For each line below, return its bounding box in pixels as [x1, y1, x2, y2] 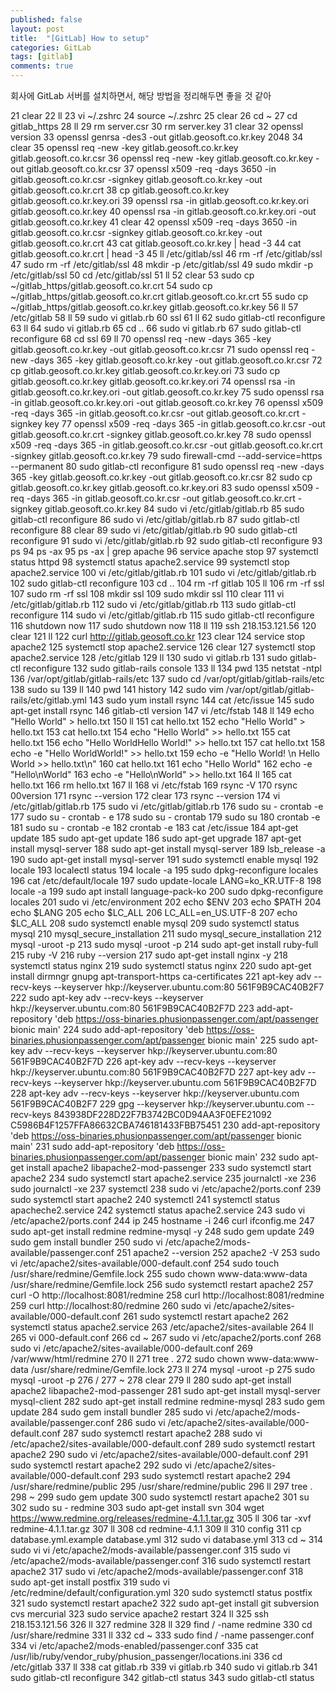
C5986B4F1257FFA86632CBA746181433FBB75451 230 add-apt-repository [10, 1119, 321, 1131]
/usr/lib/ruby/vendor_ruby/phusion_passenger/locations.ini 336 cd [10, 1651, 283, 1662]
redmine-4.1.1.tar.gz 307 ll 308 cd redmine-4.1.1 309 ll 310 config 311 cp [10, 1523, 302, 1535]
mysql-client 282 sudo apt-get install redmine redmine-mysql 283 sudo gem [10, 1396, 326, 1407]
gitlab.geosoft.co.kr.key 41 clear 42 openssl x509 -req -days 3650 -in [10, 216, 298, 228]
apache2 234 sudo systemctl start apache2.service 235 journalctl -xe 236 [10, 1172, 317, 1184]
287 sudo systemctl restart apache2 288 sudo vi [62, 1427, 263, 1439]
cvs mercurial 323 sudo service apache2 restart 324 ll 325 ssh [10, 1608, 269, 1620]
